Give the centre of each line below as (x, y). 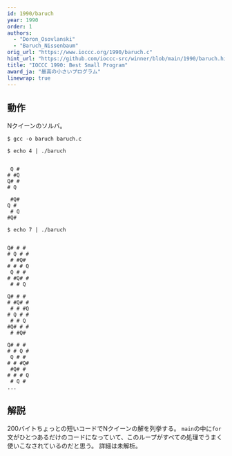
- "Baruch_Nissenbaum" (46, 46)
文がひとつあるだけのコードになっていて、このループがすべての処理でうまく (115, 437)
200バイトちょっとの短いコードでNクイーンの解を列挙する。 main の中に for (114, 428)
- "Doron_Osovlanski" (45, 40)
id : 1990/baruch (30, 14)
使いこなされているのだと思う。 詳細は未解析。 (74, 446)
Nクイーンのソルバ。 (37, 126)
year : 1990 (23, 20)
